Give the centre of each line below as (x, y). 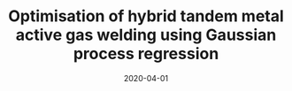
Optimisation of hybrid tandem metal (146, 16)
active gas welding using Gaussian (146, 35)
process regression (146, 54)
